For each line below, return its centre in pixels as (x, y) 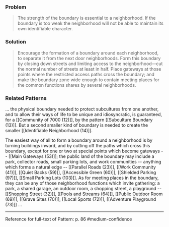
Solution (16, 42)
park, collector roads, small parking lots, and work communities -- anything (83, 161)
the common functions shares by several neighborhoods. (77, 85)
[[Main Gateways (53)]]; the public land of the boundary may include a (81, 156)
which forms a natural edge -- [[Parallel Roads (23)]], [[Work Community (80, 167)
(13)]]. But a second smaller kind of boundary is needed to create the (77, 125)
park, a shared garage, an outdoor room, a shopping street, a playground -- (83, 188)
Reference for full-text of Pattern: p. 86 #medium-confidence (69, 219)
